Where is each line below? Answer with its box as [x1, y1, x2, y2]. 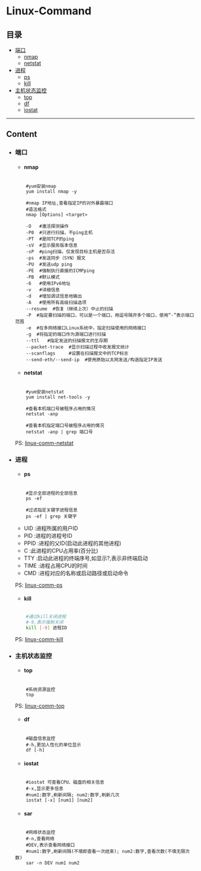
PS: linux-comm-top [14, 702, 65, 709]
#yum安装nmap [26, 183, 57, 189]
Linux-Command [6, 4, 92, 18]
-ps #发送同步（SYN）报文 [26, 255, 86, 261]
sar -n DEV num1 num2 [26, 860, 80, 866]
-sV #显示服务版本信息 [26, 242, 78, 248]
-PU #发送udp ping [26, 261, 73, 267]
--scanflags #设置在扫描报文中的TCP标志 [26, 350, 129, 357]
